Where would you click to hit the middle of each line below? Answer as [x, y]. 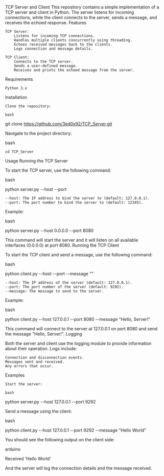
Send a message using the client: [39, 411]
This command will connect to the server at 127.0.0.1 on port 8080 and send [81, 329]
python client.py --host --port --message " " [49, 274]
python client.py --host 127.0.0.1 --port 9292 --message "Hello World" [76, 430]
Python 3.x [16, 88]
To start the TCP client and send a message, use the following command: [79, 255]
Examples [15, 375]
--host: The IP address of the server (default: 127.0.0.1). [69, 283]
